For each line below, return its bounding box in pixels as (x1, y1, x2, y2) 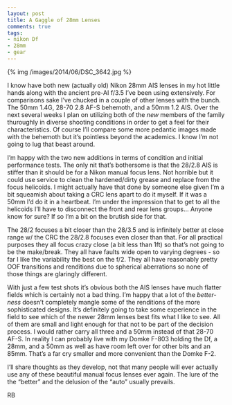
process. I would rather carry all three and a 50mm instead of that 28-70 (7, 327, 214, 336)
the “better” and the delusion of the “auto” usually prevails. (7, 377, 175, 386)
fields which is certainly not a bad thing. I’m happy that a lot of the (7, 290, 196, 298)
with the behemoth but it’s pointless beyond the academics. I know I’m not (7, 132, 219, 141)
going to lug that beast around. (7, 140, 96, 148)
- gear (7, 49, 26, 56)
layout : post (7, 10, 45, 17)
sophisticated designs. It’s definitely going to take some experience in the (7, 305, 217, 314)
